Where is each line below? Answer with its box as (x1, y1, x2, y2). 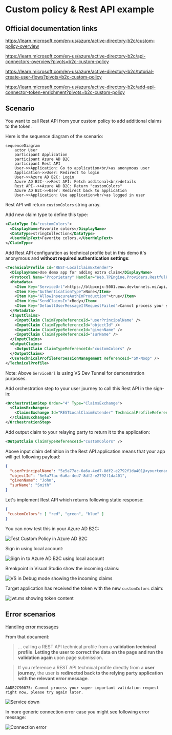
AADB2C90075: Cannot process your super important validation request (5, 685, 159, 690)
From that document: (5, 633, 50, 640)
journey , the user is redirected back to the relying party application (17, 670, 163, 676)
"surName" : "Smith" (10, 482, 52, 488)
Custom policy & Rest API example (5, 4, 155, 15)
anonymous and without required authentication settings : (5, 255, 130, 261)
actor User (14, 147, 38, 152)
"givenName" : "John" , (10, 478, 56, 483)
